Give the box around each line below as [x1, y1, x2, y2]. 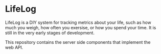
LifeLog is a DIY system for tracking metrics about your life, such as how [5, 19, 152, 25]
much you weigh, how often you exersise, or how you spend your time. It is [5, 24, 157, 30]
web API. [5, 44, 23, 50]
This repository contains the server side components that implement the [5, 39, 151, 45]
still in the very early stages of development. [5, 30, 94, 36]
